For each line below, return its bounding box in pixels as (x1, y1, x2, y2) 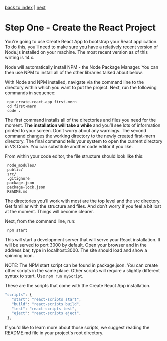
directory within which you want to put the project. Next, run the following (5, 84, 157, 90)
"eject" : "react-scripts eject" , (11, 311, 81, 316)
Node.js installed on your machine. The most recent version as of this (5, 49, 148, 55)
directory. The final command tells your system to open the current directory (5, 138, 163, 144)
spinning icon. (5, 252, 34, 258)
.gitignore (7, 176, 30, 181)
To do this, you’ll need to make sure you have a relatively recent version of (5, 44, 158, 50)
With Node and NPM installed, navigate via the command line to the (5, 79, 144, 85)
